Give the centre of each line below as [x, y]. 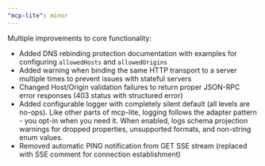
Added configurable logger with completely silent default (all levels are [134, 104]
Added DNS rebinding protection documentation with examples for [128, 53]
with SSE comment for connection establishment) [100, 154]
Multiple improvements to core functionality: [80, 38]
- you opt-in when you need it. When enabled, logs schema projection [133, 120]
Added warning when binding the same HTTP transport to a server [128, 70]
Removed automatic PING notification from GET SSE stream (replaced [133, 145]
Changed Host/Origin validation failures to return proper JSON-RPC [129, 87]
